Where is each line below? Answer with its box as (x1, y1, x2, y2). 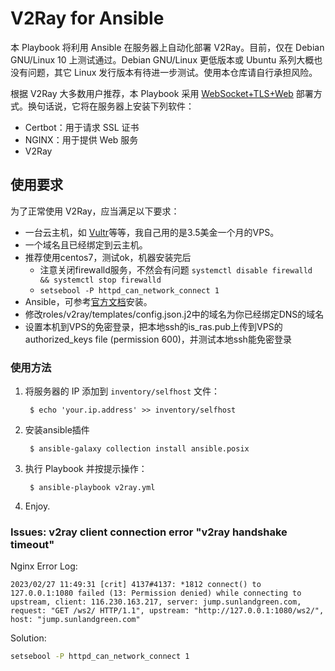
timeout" (10, 537, 55, 551)
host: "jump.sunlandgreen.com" (10, 615, 141, 625)
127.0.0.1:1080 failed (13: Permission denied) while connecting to (10, 588, 302, 599)
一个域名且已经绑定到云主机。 (24, 238, 148, 251)
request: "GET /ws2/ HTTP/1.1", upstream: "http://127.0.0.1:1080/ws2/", (10, 606, 325, 616)
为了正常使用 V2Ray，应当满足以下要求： (10, 205, 180, 217)
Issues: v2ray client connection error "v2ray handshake (10, 525, 288, 539)
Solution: (10, 632, 47, 644)
